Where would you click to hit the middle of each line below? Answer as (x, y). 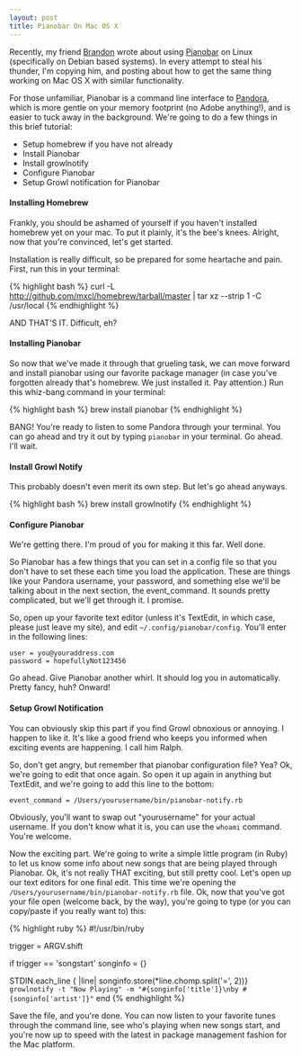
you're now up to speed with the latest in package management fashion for (148, 1035)
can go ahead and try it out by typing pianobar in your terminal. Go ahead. (146, 436)
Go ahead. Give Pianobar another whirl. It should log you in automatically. (145, 678)
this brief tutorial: (41, 126)
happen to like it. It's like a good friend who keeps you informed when (138, 738)
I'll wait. (23, 445)
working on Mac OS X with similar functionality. (97, 80)
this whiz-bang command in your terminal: (88, 391)
